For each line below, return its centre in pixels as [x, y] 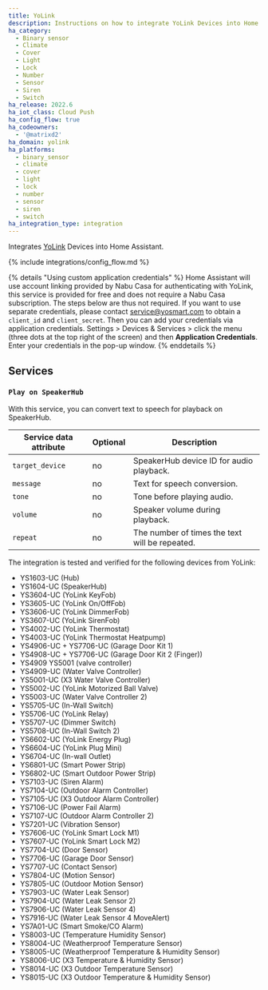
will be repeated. [164, 542]
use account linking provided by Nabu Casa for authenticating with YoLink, [131, 286]
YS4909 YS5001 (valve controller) [76, 663]
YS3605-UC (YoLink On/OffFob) [73, 603]
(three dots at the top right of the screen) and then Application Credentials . [133, 337]
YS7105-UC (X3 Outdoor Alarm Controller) [89, 798]
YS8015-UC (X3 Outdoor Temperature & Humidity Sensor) [115, 977]
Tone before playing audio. [183, 497]
